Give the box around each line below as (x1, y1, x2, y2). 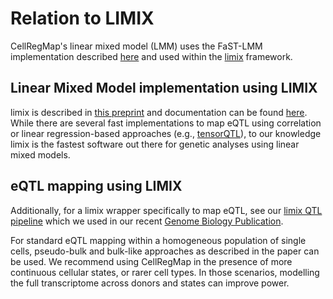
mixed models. (10, 148, 71, 161)
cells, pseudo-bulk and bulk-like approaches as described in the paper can (10, 245, 320, 257)
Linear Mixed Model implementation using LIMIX (10, 80, 318, 97)
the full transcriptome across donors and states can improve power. (10, 277, 290, 289)
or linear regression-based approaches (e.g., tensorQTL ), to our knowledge (10, 127, 322, 139)
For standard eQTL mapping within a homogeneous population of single (10, 234, 307, 246)
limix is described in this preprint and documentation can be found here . (10, 106, 308, 118)
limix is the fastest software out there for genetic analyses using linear (10, 138, 300, 150)
